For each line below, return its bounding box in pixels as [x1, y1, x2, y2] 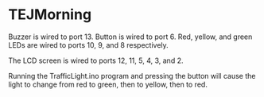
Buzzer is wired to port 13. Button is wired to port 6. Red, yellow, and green [8, 32, 253, 41]
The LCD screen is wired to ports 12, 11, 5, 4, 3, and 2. [8, 56, 184, 65]
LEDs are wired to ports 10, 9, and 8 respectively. [8, 40, 169, 49]
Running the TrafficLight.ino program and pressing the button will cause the [8, 71, 256, 80]
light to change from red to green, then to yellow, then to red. [8, 80, 208, 89]
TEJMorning [8, 6, 92, 24]
